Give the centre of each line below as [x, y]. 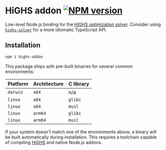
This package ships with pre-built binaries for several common [69, 66]
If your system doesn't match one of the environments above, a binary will [81, 132]
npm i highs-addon [24, 57]
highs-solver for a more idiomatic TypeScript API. [56, 29]
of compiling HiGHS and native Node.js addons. [54, 142]
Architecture [48, 83]
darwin [15, 92]
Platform [18, 83]
